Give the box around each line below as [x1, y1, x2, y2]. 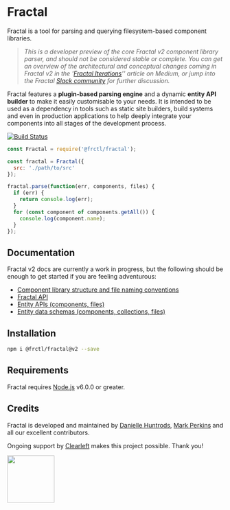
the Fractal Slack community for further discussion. [23, 76, 170, 84]
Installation [7, 327, 56, 339]
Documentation [7, 246, 76, 258]
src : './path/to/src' [13, 164, 76, 172]
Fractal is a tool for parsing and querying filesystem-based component [7, 27, 207, 35]
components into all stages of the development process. [7, 119, 167, 127]
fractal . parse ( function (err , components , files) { [7, 183, 155, 190]
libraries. [7, 34, 32, 42]
